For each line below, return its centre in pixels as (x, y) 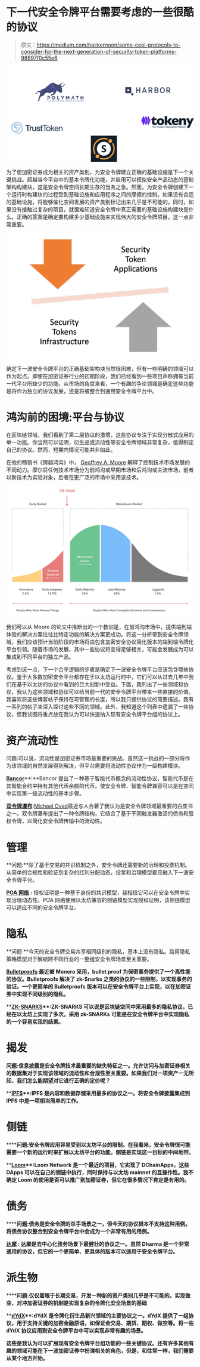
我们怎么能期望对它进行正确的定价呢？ (63, 1080)
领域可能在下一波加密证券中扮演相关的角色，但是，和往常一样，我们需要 (105, 1350)
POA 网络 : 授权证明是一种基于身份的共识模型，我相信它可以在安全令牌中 (96, 892)
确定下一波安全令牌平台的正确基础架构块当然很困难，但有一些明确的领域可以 (100, 368)
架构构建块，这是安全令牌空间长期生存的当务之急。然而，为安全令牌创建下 (97, 187)
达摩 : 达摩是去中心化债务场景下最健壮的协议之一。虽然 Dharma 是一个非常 (98, 1244)
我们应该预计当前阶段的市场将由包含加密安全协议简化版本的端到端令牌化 (105, 642)
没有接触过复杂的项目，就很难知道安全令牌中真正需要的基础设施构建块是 (100, 209)
